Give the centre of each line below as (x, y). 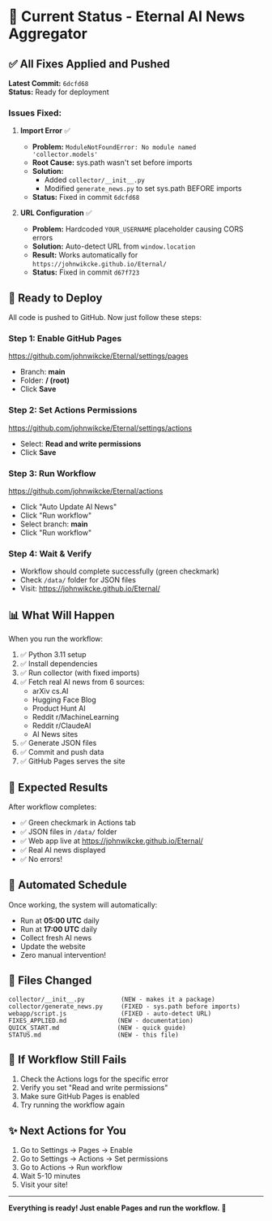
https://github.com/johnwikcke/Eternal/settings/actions (100, 428)
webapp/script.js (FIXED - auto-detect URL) (110, 1013)
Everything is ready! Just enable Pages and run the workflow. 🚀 (117, 1208)
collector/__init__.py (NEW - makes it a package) (112, 999)
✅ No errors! (41, 859)
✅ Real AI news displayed (63, 850)
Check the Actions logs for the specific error (94, 1079)
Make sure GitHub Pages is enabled (80, 1097)
